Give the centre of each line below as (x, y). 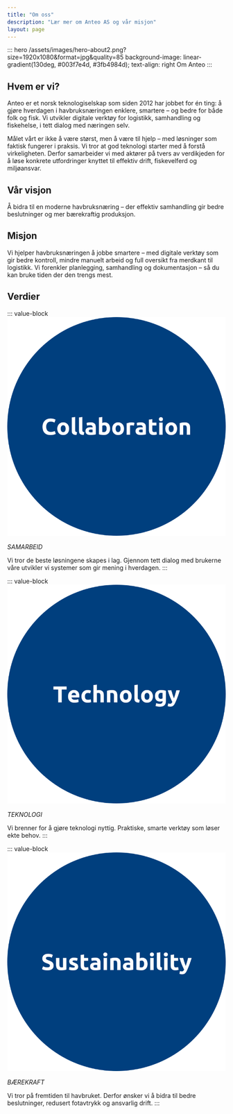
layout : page (26, 29)
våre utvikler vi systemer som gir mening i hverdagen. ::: (87, 567)
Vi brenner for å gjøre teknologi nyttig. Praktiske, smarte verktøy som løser (114, 828)
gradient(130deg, (32, 65)
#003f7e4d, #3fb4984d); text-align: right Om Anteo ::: (135, 65)
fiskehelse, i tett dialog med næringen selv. (69, 126)
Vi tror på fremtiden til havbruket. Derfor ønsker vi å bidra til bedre (102, 1095)
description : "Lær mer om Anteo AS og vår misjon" (82, 22)
